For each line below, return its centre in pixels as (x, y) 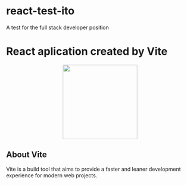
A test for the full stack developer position (57, 27)
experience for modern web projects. (52, 175)
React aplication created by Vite (87, 51)
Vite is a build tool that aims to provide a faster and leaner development (93, 169)
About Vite (27, 155)
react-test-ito (40, 11)
